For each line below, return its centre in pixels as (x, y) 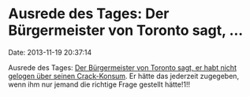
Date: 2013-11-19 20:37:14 (50, 52)
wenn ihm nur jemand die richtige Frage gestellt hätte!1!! (99, 84)
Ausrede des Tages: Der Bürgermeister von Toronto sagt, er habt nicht (122, 67)
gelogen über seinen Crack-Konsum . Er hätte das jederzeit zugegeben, (123, 76)
